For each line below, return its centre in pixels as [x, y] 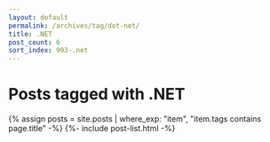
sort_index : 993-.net [48, 51]
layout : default [38, 17]
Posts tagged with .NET [97, 95]
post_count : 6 [35, 42]
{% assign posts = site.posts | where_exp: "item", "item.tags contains [135, 119]
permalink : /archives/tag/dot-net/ [74, 26]
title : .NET [30, 34]
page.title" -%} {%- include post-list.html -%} [92, 129]
